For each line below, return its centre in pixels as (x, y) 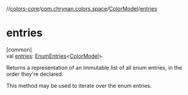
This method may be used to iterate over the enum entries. (79, 85)
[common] (19, 49)
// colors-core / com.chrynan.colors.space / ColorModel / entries (82, 9)
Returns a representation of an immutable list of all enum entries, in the (94, 67)
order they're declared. (35, 74)
